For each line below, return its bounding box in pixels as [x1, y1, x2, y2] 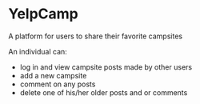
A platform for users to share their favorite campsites [8, 31, 182, 41]
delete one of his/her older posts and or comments [19, 87, 188, 97]
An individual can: [8, 46, 68, 56]
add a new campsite [19, 70, 87, 80]
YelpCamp [8, 5, 78, 23]
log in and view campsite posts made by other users [19, 62, 193, 72]
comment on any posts [19, 79, 96, 89]
